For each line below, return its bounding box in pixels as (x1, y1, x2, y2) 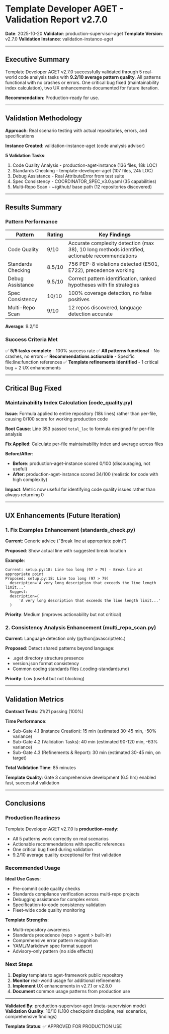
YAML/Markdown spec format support (12, 943, 92, 949)
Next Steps (5, 961, 33, 968)
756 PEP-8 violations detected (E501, (68, 261, 159, 268)
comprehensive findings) (5, 1014, 57, 1020)
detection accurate (68, 310, 113, 317)
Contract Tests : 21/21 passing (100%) (5, 709, 84, 715)
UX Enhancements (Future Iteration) (5, 511, 121, 520)
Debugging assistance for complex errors (12, 897, 99, 903)
